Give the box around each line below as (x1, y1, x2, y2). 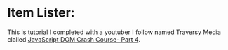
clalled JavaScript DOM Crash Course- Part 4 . (7, 35, 140, 43)
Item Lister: (7, 5, 75, 21)
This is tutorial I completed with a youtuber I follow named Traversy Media (7, 28, 221, 36)
